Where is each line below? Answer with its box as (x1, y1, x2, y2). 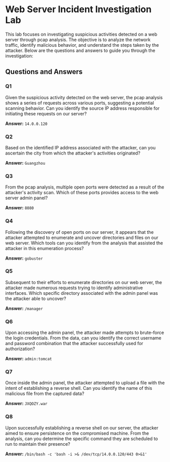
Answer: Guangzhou (5, 160, 46, 166)
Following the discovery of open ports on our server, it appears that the (5, 229, 154, 235)
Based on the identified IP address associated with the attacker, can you (5, 144, 156, 150)
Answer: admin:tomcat (5, 356, 52, 362)
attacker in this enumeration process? (5, 245, 84, 251)
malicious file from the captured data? (5, 390, 84, 397)
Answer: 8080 (5, 205, 34, 211)
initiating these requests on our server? (5, 110, 87, 116)
